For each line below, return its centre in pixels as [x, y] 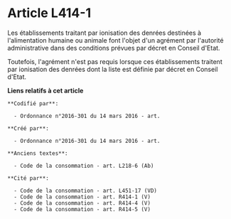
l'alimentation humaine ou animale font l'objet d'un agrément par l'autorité [116, 40]
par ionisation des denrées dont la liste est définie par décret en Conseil [113, 69]
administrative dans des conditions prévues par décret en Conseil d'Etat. [114, 48]
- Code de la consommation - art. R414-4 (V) [82, 203]
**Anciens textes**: [38, 153]
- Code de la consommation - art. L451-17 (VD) [86, 191]
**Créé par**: [28, 128]
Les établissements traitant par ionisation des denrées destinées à [104, 33]
